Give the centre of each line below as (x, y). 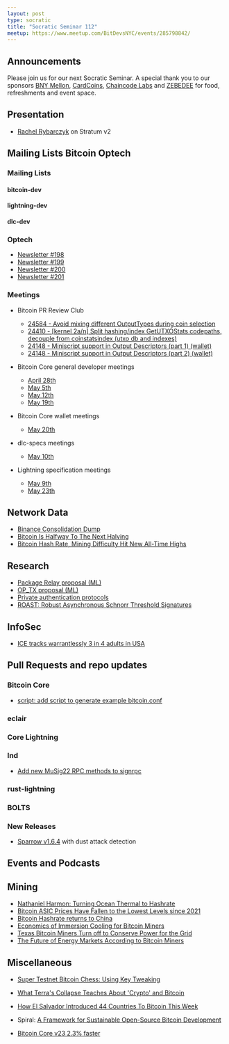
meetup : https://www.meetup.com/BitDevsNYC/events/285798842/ (99, 33)
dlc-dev (19, 221)
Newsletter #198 (41, 255)
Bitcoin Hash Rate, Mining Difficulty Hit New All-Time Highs (102, 544)
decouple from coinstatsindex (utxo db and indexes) (102, 338)
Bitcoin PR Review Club (51, 310)
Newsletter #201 (41, 277)
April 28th (42, 380)
